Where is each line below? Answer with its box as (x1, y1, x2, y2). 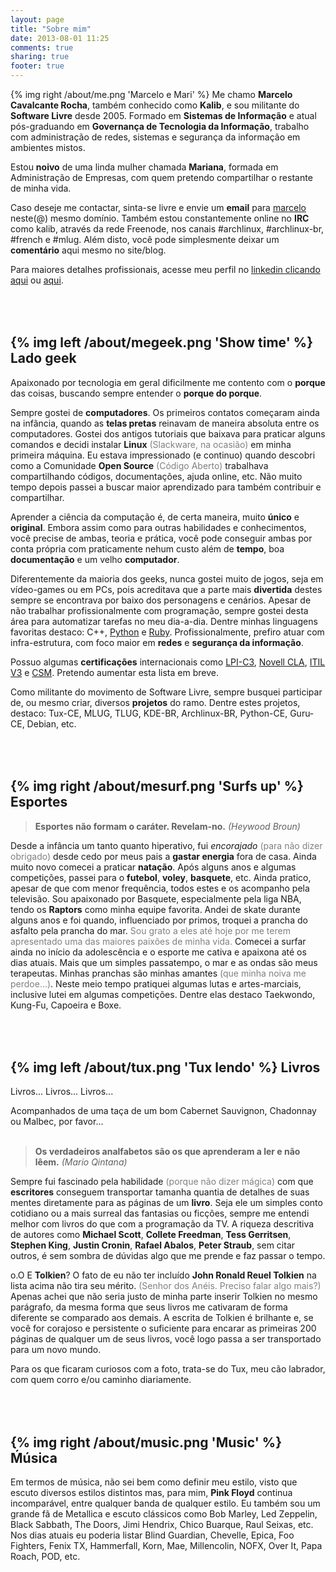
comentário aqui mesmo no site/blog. (10, 244, 167, 256)
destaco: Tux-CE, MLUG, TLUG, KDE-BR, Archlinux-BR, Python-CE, (10, 707, 288, 719)
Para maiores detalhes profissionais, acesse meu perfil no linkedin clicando (10, 264, 321, 275)
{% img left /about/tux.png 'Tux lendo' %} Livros (10, 1059, 321, 1076)
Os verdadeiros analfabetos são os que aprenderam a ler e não (34, 1146, 301, 1158)
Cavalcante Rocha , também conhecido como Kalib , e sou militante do (10, 99, 300, 111)
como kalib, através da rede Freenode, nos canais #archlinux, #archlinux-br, (10, 223, 325, 235)
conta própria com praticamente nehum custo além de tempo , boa (10, 542, 285, 555)
